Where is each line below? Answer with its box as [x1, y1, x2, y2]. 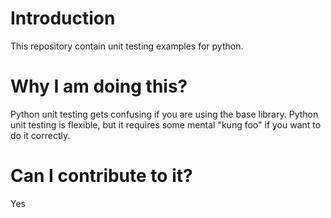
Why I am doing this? [10, 75, 188, 98]
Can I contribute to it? [10, 165, 193, 187]
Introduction [10, 7, 116, 30]
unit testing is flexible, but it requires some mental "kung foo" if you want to [10, 118, 322, 131]
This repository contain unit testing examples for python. [10, 40, 244, 52]
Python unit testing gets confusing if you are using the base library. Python [10, 108, 319, 120]
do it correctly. [10, 129, 71, 141]
